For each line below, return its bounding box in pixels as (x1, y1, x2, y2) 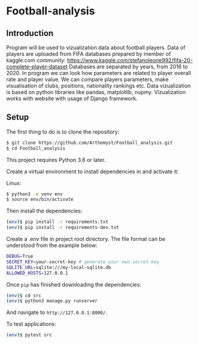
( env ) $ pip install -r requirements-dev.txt (6, 225, 119, 231)
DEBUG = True (6, 254, 34, 259)
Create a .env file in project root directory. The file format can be (6, 236, 166, 243)
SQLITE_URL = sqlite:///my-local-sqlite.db (6, 264, 111, 270)
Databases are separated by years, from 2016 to (68, 63, 188, 70)
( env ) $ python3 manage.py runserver (6, 298, 98, 304)
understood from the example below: (6, 242, 98, 249)
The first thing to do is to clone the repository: (6, 128, 120, 135)
